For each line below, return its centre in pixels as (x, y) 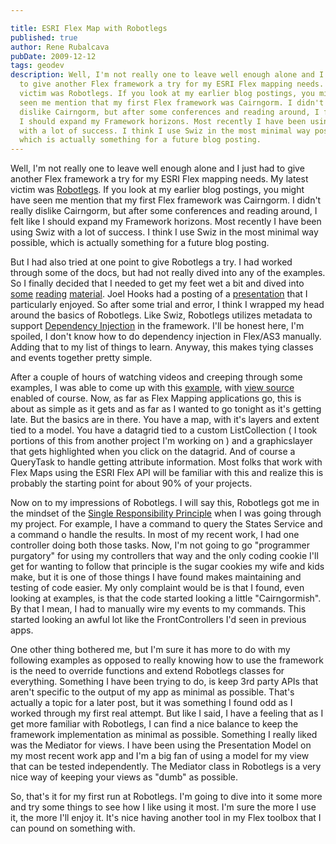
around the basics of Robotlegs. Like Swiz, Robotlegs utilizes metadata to (161, 315)
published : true (44, 37)
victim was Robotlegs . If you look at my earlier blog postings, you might (157, 190)
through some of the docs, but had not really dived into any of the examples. (168, 273)
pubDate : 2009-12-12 (53, 56)
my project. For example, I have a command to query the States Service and (166, 524)
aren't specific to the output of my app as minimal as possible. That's (152, 692)
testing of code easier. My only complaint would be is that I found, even (157, 588)
